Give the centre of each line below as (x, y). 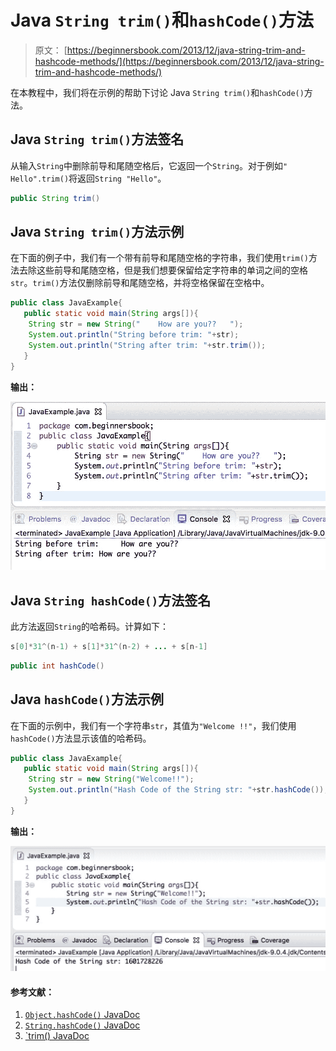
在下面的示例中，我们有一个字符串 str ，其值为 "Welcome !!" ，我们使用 (153, 725)
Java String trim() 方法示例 (97, 232)
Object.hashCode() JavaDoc (82, 1015)
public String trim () (55, 198)
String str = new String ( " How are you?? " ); (136, 324)
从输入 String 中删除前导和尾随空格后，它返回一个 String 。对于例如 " (149, 165)
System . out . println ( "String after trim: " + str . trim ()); (147, 345)
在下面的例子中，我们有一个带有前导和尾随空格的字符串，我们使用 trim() (159, 258)
